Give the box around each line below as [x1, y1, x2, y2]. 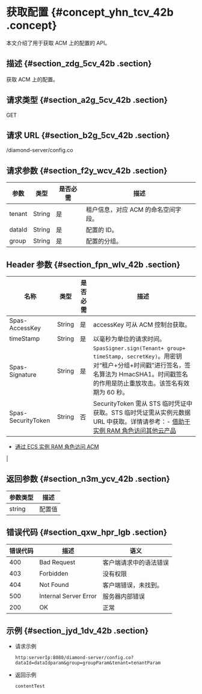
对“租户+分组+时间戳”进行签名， [93, 361, 185, 369]
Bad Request [39, 557, 76, 566]
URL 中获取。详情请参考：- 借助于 [93, 417, 191, 426]
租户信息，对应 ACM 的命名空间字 [86, 206, 182, 214]
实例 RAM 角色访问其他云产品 [93, 426, 176, 435]
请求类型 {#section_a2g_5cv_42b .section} [6, 95, 168, 105]
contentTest [14, 683, 45, 689]
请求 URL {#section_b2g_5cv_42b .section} [6, 130, 170, 140]
